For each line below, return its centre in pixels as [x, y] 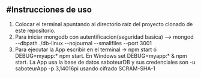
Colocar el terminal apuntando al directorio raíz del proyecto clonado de [104, 24]
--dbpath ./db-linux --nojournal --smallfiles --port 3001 [83, 43]
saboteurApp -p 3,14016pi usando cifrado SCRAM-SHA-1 [85, 68]
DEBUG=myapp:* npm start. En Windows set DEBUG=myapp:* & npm [101, 55]
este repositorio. [35, 30]
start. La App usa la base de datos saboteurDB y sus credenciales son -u [105, 62]
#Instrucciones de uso [49, 10]
